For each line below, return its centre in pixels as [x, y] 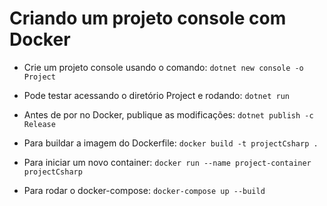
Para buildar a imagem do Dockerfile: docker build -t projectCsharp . [171, 143]
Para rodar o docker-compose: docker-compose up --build [144, 190]
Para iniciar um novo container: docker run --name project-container [167, 162]
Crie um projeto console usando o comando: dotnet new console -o [163, 67]
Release [39, 124]
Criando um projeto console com [148, 18]
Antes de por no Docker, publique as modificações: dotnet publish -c [168, 114]
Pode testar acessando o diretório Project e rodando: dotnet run [156, 95]
